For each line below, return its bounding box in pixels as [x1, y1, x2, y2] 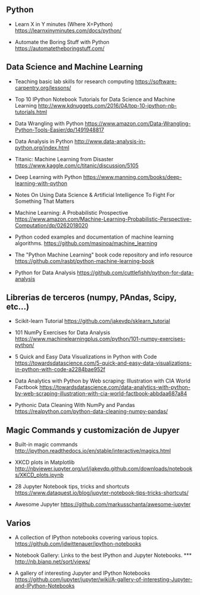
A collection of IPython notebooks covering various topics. [14, 534, 159, 541]
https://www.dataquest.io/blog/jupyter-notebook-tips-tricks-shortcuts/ [14, 489, 189, 496]
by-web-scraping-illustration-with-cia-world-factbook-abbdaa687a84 [14, 390, 187, 397]
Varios [6, 518, 31, 528]
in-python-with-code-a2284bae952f [14, 366, 106, 373]
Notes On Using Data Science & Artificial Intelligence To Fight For [14, 191, 175, 198]
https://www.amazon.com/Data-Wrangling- [85, 120, 191, 127]
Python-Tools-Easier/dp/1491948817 [14, 126, 104, 133]
